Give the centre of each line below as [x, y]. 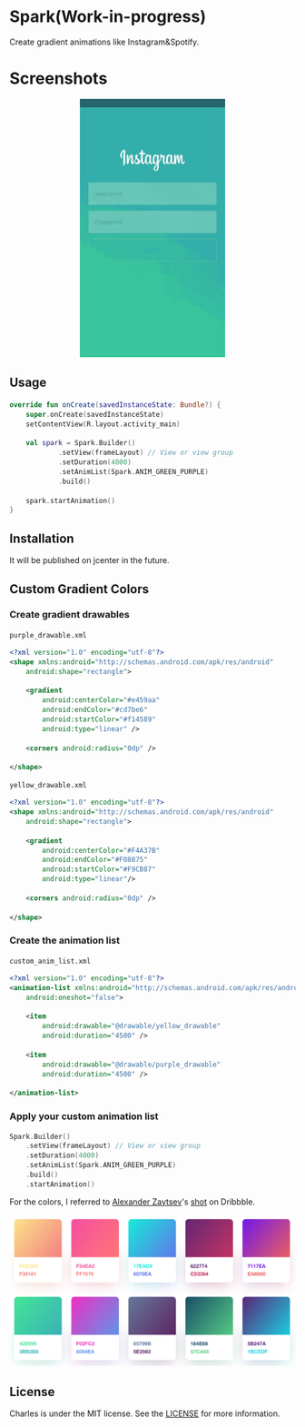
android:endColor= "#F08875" [95, 860]
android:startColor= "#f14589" [99, 719]
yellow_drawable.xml [49, 786]
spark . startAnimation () [71, 500]
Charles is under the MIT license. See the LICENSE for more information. [145, 1413]
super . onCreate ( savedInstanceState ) [95, 414]
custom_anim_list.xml [50, 961]
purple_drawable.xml [49, 635]
